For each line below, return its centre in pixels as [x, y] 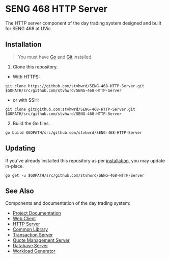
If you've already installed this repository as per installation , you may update [85, 160]
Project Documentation [37, 213]
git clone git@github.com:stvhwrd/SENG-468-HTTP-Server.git [70, 109]
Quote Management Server [41, 240]
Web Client [24, 219]
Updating [20, 148]
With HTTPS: [26, 77]
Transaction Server [33, 235]
